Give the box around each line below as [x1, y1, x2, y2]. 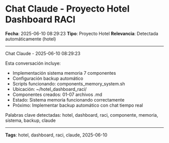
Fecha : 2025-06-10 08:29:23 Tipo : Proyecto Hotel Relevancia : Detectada [5, 30, 158, 36]
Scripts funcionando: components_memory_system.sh [12, 80, 125, 86]
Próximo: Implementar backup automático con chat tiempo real [12, 102, 143, 108]
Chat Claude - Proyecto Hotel [5, 3, 130, 15]
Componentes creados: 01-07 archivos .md [12, 91, 102, 98]
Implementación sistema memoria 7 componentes [12, 70, 116, 76]
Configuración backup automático [12, 75, 83, 81]
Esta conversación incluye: [5, 60, 61, 66]
